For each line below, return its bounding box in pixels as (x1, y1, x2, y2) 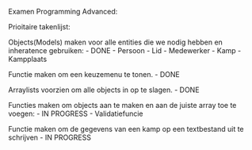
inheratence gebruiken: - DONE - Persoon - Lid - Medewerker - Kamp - (8, 46, 242, 55)
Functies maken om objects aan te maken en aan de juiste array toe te (8, 101, 237, 110)
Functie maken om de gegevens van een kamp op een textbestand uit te (8, 125, 244, 133)
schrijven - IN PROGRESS (8, 133, 91, 142)
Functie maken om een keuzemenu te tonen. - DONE (8, 70, 181, 79)
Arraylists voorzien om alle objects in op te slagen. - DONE (8, 85, 200, 94)
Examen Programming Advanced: (8, 7, 118, 16)
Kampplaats (8, 55, 48, 63)
